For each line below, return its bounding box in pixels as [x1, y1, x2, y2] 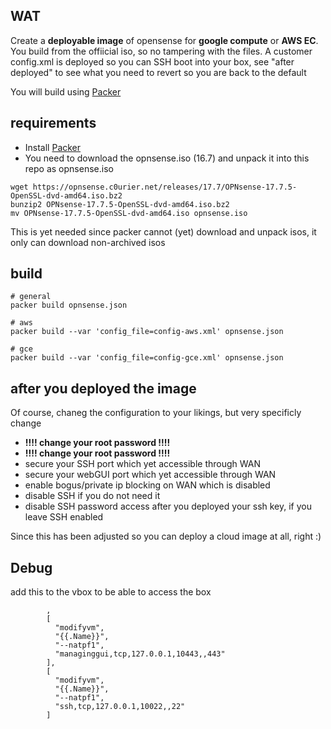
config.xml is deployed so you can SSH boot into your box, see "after [10, 55, 295, 68]
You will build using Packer [10, 85, 122, 98]
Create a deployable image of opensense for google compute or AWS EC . [10, 34, 319, 46]
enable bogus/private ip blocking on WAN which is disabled [24, 479, 271, 491]
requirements [10, 115, 97, 132]
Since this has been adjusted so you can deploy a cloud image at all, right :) [10, 530, 322, 543]
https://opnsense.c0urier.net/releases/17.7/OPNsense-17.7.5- [32, 182, 298, 192]
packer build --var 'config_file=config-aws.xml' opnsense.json [10, 327, 284, 337]
